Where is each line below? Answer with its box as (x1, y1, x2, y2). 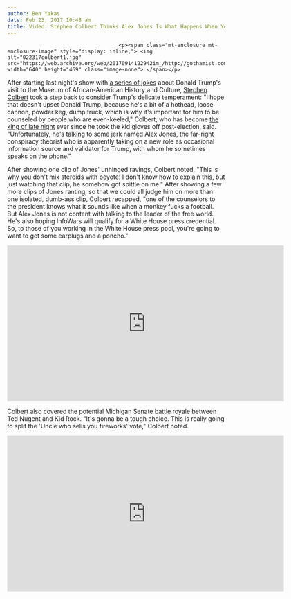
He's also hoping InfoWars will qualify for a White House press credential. (7, 217, 216, 225)
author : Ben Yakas (7, 10, 60, 17)
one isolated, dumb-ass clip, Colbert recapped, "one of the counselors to (7, 195, 216, 203)
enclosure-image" (7, 48, 57, 55)
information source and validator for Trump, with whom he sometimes (7, 145, 206, 153)
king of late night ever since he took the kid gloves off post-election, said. (7, 123, 217, 131)
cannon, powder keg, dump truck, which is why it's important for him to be (7, 108, 220, 116)
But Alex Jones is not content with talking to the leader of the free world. (7, 209, 214, 218)
